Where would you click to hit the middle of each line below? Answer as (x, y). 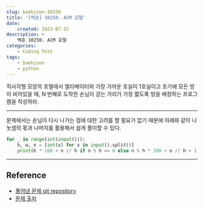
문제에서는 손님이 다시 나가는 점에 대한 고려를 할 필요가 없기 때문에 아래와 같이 (99, 120)
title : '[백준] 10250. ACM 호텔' (46, 18)
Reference (26, 175)
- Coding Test (35, 52)
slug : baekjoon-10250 (34, 12)
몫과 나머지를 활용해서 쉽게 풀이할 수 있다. (72, 128)
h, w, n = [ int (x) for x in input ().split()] (76, 145)
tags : (13, 57)
